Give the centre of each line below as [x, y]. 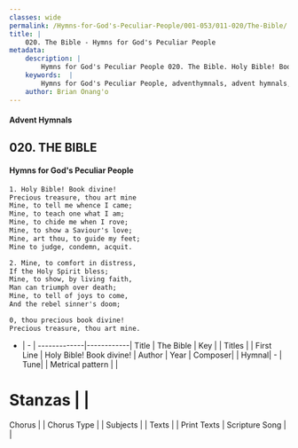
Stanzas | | [50, 400]
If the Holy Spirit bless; [59, 271]
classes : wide [35, 17]
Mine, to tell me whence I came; [71, 206]
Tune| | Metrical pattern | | [70, 364]
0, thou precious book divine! [67, 320]
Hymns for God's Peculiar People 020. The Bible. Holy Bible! [158, 67]
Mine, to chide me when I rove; [69, 223]
